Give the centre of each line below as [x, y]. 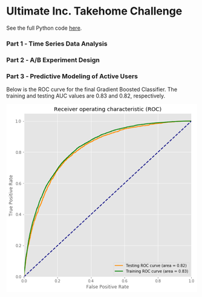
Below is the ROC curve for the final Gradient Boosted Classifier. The [92, 90]
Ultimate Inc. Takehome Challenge [94, 11]
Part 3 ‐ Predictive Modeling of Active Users [72, 76]
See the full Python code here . [44, 28]
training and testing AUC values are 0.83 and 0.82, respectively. [86, 96]
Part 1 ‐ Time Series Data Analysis [57, 44]
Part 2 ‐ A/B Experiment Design [53, 60]
